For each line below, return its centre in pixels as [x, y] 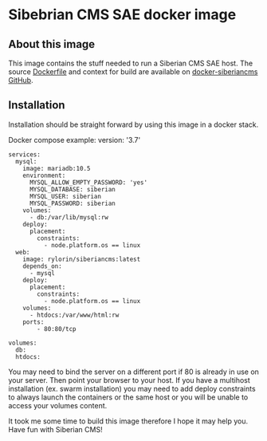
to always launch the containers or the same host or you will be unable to [128, 397]
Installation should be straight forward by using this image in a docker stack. [133, 124]
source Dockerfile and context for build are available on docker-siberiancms [133, 72]
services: [25, 154]
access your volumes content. [58, 405]
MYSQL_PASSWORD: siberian [72, 203]
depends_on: [42, 266]
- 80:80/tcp [57, 329]
